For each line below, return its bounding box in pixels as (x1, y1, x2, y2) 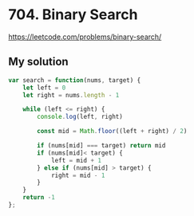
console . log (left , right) (37, 113, 124, 121)
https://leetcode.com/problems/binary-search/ (8, 32, 162, 41)
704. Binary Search (8, 6, 138, 24)
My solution (8, 55, 69, 69)
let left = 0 (22, 84, 66, 92)
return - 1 (22, 194, 56, 202)
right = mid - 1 (50, 171, 105, 179)
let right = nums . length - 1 (22, 91, 120, 99)
